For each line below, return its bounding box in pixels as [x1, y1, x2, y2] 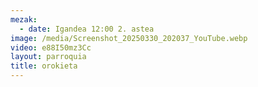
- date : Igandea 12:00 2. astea [19, 24, 155, 34]
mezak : [10, 14, 38, 25]
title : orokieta [10, 61, 78, 71]
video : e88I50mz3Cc [10, 42, 92, 53]
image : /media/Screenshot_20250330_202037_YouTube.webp [10, 33, 248, 43]
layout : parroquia [10, 52, 87, 62]
